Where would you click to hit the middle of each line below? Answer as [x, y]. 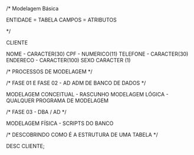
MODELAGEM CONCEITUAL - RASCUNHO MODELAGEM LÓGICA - [88, 94]
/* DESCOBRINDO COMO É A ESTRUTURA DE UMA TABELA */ [82, 135]
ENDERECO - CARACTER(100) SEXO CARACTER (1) [68, 60]
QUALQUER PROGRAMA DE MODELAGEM [57, 100]
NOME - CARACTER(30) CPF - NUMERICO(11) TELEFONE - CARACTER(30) [97, 54]
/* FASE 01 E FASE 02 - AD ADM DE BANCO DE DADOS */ [76, 83]
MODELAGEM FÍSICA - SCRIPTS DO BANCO [60, 123]
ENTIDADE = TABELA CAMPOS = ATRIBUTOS [61, 20]
